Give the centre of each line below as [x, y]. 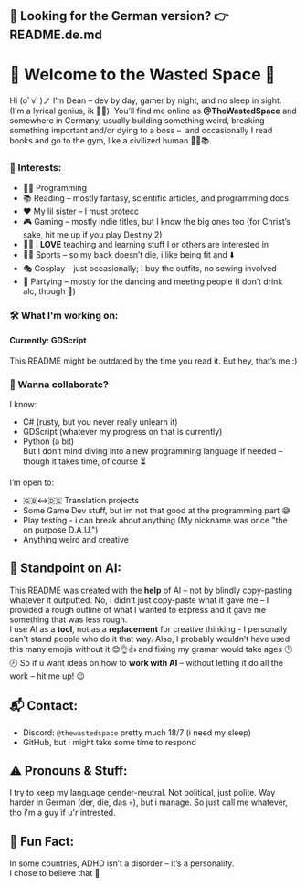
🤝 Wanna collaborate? [59, 385]
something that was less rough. [69, 619]
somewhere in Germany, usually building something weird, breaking [137, 121]
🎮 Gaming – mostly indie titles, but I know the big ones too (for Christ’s [156, 221]
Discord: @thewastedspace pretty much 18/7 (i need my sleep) [137, 732]
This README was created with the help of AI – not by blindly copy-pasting [151, 590]
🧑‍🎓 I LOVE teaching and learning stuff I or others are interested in [146, 244]
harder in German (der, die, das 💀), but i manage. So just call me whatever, [149, 802]
